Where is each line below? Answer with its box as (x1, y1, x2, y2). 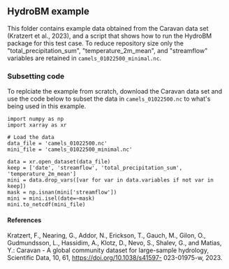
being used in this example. (7, 102, 87, 110)
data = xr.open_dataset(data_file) (7, 159, 111, 166)
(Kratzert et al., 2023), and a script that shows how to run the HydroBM (7, 31, 212, 40)
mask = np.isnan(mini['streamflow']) (7, 189, 117, 196)
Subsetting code (7, 71, 65, 81)
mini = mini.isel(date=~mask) (7, 195, 96, 202)
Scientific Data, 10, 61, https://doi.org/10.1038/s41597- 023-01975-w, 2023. (7, 254, 223, 262)
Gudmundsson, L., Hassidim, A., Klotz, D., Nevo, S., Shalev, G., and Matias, (7, 239, 222, 247)
